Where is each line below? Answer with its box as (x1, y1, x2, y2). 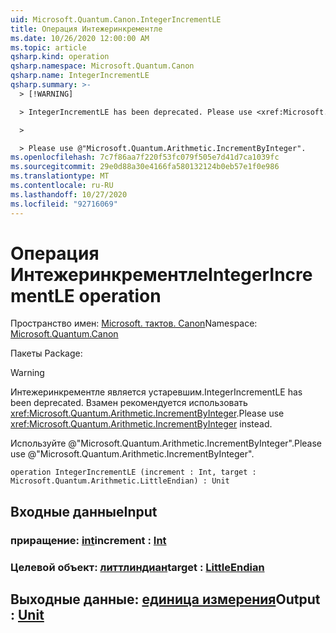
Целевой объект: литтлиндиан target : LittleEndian (10, 560, 265, 574)
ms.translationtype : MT (10, 171, 110, 181)
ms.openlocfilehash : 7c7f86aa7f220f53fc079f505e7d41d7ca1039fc (10, 152, 280, 163)
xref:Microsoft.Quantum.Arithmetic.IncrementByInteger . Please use (10, 407, 285, 420)
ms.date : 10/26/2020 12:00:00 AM (10, 33, 150, 43)
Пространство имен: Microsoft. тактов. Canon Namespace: (10, 317, 258, 330)
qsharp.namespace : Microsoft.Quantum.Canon (10, 61, 195, 71)
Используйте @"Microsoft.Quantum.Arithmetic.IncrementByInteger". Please (10, 437, 323, 450)
